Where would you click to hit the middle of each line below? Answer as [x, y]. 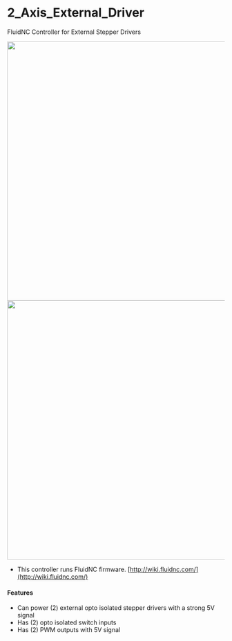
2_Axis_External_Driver [76, 13]
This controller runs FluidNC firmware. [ [74, 569]
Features [20, 593]
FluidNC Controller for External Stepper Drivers [74, 32]
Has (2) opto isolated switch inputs [67, 622]
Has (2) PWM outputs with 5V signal [69, 630]
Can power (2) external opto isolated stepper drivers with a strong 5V [116, 608]
